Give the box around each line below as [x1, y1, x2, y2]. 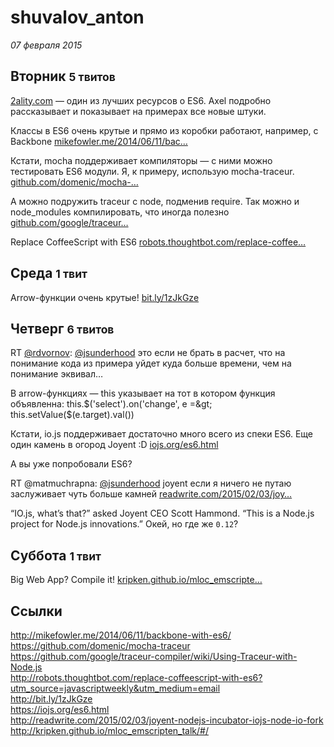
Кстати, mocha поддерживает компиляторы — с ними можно [10, 154, 273, 166]
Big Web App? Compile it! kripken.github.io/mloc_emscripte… [10, 574, 263, 586]
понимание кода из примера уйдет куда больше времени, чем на [10, 357, 292, 370]
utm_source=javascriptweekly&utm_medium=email [10, 682, 221, 694]
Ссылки [10, 602, 63, 620]
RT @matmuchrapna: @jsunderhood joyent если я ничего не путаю [10, 477, 292, 490]
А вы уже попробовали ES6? [10, 458, 133, 470]
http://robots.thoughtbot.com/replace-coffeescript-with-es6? [10, 672, 263, 683]
